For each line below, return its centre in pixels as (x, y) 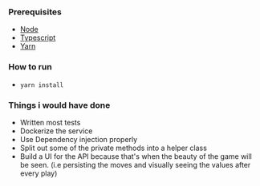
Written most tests (50, 122)
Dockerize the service (56, 131)
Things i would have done (59, 105)
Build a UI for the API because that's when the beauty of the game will (136, 156)
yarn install (42, 85)
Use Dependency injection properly (79, 139)
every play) (39, 173)
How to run (30, 67)
